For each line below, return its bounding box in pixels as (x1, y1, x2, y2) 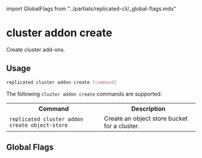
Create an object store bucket (104, 114, 188, 123)
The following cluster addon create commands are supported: (6, 90, 162, 97)
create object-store (9, 121, 68, 129)
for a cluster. (104, 121, 140, 130)
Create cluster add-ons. (6, 46, 66, 53)
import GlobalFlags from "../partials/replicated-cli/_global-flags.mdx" (6, 5, 176, 12)
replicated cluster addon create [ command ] (6, 79, 117, 85)
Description (131, 105, 166, 113)
